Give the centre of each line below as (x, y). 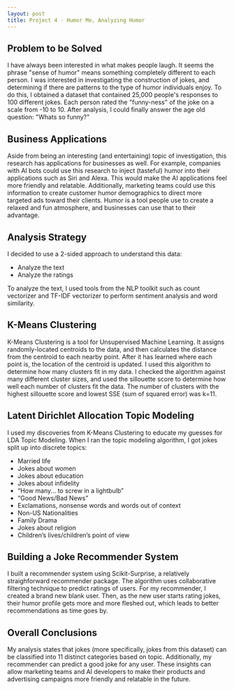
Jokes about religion (47, 527)
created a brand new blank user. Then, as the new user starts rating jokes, (114, 596)
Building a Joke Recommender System (93, 556)
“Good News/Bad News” (53, 498)
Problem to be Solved (55, 48)
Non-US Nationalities (47, 513)
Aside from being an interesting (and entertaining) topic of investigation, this (117, 156)
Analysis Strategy (47, 237)
